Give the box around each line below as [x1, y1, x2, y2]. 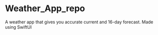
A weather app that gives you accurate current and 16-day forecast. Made [5, 19, 154, 25]
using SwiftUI [5, 24, 32, 30]
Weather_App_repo [5, 3, 85, 14]
